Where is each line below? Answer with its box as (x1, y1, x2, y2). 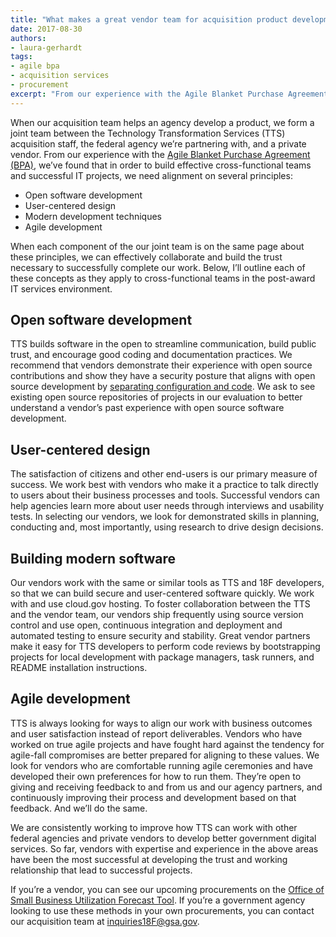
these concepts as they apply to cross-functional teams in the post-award (10, 272, 316, 284)
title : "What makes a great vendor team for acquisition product (10, 14, 288, 25)
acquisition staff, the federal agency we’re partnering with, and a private (10, 137, 307, 150)
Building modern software (10, 550, 176, 567)
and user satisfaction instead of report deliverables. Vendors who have (10, 727, 303, 740)
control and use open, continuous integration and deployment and (10, 619, 283, 631)
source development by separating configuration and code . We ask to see (10, 381, 316, 393)
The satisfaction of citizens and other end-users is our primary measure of (10, 468, 318, 480)
